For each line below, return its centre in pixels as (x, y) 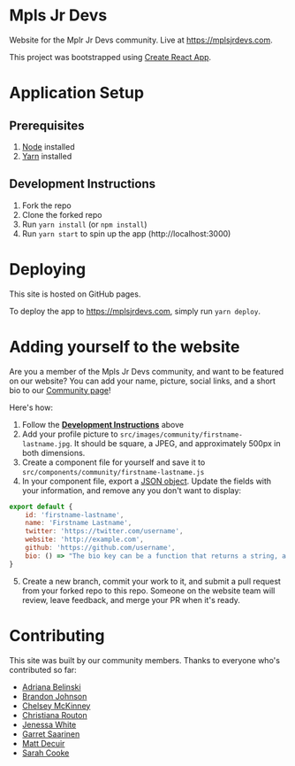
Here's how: (31, 407)
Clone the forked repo (62, 214)
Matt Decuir (43, 743)
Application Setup (76, 93)
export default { (41, 507)
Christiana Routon (54, 715)
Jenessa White (49, 724)
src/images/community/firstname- (181, 435)
